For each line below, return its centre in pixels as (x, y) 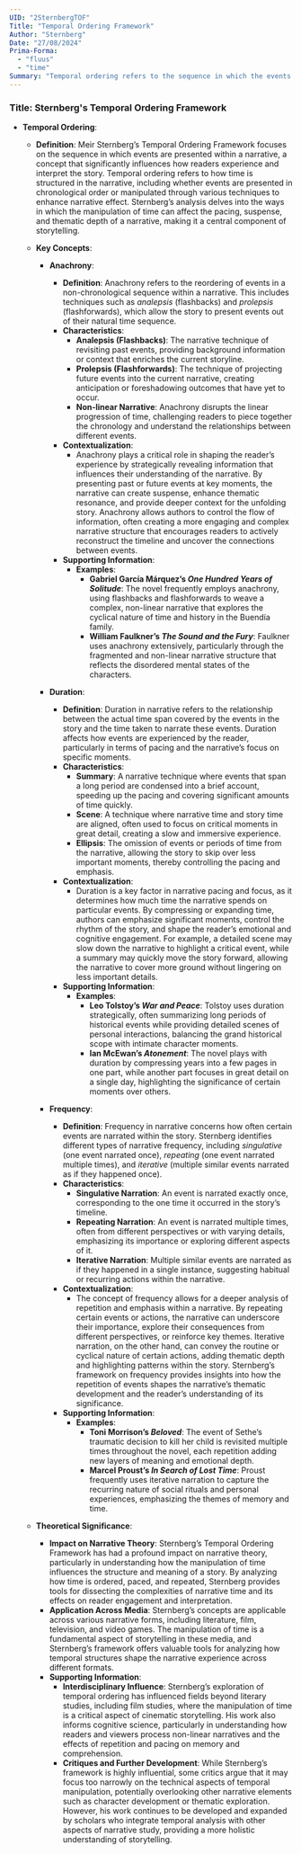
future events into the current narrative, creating (165, 379)
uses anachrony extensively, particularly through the (187, 646)
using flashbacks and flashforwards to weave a (177, 598)
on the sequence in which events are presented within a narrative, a (161, 155)
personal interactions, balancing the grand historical (186, 1034)
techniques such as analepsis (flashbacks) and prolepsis (168, 302)
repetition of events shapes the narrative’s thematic (171, 1385)
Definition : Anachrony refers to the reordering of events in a (174, 283)
